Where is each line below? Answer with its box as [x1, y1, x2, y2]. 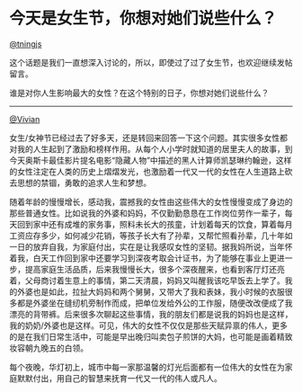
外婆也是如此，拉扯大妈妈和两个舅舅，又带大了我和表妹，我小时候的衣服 [16, 286, 285, 297]
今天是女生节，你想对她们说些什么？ [9, 8, 278, 29]
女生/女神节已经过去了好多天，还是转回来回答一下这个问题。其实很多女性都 [9, 132, 289, 143]
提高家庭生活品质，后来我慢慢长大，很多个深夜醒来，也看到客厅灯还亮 [24, 263, 285, 274]
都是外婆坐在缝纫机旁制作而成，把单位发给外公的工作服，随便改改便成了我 [16, 298, 293, 308]
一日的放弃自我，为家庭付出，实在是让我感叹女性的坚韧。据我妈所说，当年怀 [9, 241, 293, 252]
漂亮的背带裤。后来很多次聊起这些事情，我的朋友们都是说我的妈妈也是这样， [9, 308, 293, 319]
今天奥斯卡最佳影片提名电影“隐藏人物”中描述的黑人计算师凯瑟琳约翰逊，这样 [9, 155, 292, 165]
